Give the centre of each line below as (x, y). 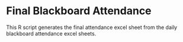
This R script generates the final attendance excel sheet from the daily (92, 27)
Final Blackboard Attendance (79, 11)
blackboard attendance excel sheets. (51, 33)
